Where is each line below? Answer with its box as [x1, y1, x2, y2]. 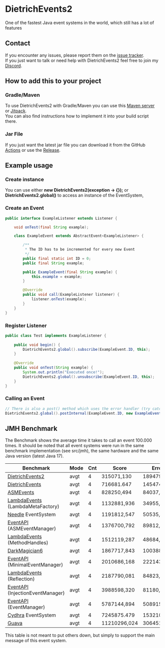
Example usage [5, 161, 53, 170]
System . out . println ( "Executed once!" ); [23, 369, 105, 374]
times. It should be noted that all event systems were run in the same [5, 443, 144, 449]
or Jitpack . [5, 108, 27, 114]
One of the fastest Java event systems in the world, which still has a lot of [5, 20, 154, 26]
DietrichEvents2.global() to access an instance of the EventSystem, [5, 193, 144, 198]
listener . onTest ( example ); [31, 297, 87, 302]
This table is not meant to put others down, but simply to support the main [5, 632, 155, 638]
